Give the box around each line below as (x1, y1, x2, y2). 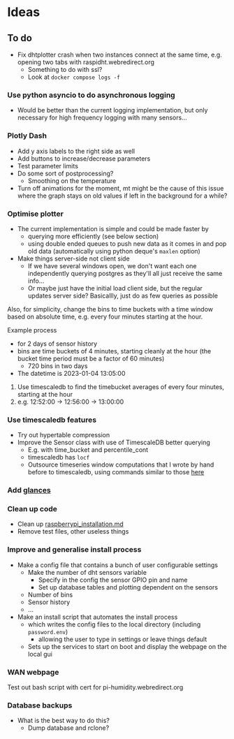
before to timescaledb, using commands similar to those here (27, 468, 205, 476)
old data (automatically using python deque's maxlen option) (27, 247, 200, 255)
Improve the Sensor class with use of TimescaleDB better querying (17, 438, 211, 447)
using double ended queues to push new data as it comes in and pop (27, 239, 227, 248)
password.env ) (27, 627, 68, 636)
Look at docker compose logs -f (27, 73, 120, 81)
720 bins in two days (27, 361, 88, 370)
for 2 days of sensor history (17, 339, 98, 348)
